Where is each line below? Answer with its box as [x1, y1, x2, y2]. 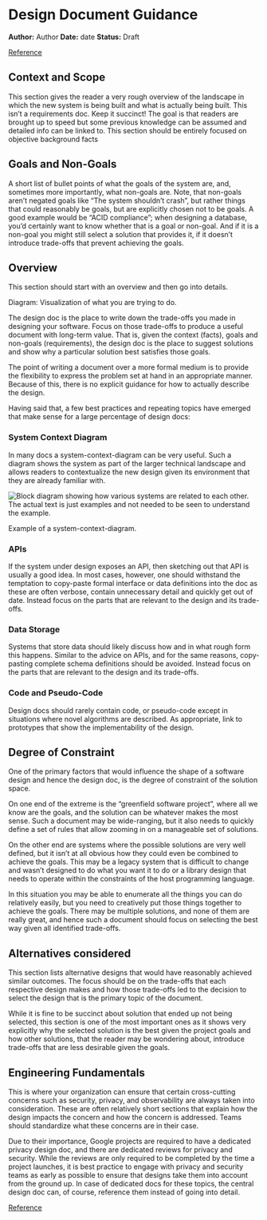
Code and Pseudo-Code [8, 687, 104, 699]
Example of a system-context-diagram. [8, 523, 137, 533]
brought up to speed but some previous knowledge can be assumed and [8, 117, 247, 127]
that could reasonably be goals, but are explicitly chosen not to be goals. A [8, 204, 254, 213]
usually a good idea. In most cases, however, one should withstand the [8, 569, 241, 580]
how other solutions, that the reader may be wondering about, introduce [8, 1034, 245, 1044]
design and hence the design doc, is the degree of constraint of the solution [8, 775, 258, 785]
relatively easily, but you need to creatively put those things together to [8, 898, 241, 908]
